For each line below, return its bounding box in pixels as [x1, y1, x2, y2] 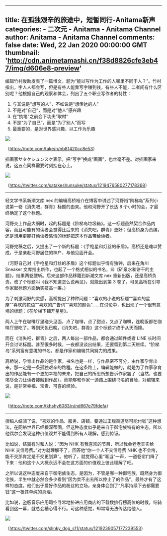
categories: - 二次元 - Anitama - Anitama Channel [5, 25, 161, 34]
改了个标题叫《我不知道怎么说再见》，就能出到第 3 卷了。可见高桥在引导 [13, 278, 161, 284]
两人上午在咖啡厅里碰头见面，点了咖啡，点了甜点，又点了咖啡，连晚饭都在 [5, 318, 158, 324]
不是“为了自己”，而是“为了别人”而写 [12, 120, 86, 126]
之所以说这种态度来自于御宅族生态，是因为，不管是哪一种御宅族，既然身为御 [5, 470, 162, 476]
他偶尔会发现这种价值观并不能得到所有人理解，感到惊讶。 [5, 430, 123, 436]
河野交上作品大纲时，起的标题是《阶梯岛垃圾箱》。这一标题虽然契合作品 [5, 220, 151, 226]
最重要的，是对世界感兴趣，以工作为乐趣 [12, 126, 95, 132]
